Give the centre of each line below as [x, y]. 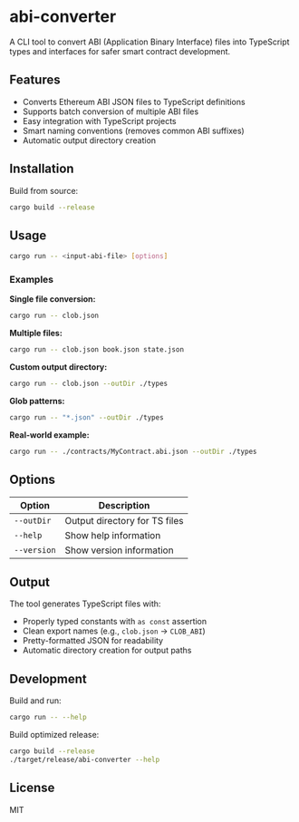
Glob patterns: [37, 401]
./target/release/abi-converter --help [85, 759]
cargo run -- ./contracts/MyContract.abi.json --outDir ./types [133, 451]
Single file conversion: [53, 299]
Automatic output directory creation [89, 140]
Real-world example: [49, 435]
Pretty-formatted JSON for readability [93, 641]
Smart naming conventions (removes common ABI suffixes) [133, 131]
